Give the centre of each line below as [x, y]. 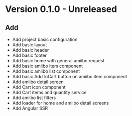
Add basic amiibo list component [46, 71]
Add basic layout [30, 45]
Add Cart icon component [39, 87]
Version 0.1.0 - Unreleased [61, 9]
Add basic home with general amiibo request [58, 60]
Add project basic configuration [45, 39]
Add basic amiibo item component [48, 66]
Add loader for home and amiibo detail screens [61, 103]
